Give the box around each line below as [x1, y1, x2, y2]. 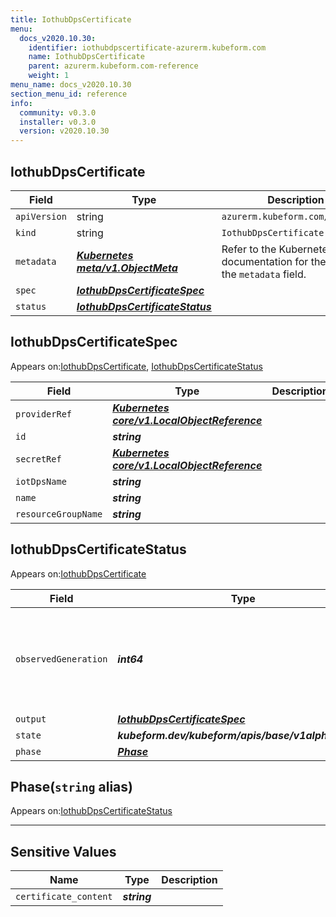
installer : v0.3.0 [19, 117, 97, 127]
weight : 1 [28, 71, 70, 81]
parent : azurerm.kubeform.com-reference [28, 61, 199, 71]
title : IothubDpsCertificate [10, 14, 132, 25]
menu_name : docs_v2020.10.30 [10, 80, 132, 90]
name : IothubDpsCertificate [28, 52, 145, 62]
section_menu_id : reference [10, 89, 128, 99]
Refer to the [221, 242, 277, 256]
